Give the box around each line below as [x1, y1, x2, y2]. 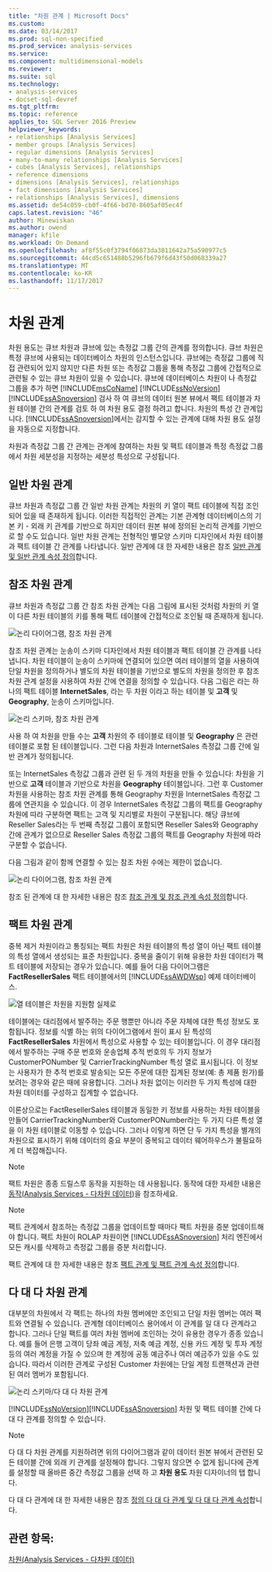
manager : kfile [8, 231, 60, 240]
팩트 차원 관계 [8, 918, 73, 932]
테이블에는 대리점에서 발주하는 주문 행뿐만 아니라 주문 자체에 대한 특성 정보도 [8, 1016, 252, 1026]
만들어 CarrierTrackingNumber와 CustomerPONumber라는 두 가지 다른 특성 [8, 1115, 254, 1124]
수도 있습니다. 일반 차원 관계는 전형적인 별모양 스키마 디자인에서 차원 [25, 531, 242, 541]
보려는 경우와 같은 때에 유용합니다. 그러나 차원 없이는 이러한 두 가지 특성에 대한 [8, 1077, 257, 1087]
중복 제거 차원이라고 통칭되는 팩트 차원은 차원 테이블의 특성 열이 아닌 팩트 [8, 941, 240, 950]
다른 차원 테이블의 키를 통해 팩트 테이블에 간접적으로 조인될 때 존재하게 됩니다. [16, 611, 264, 621]
